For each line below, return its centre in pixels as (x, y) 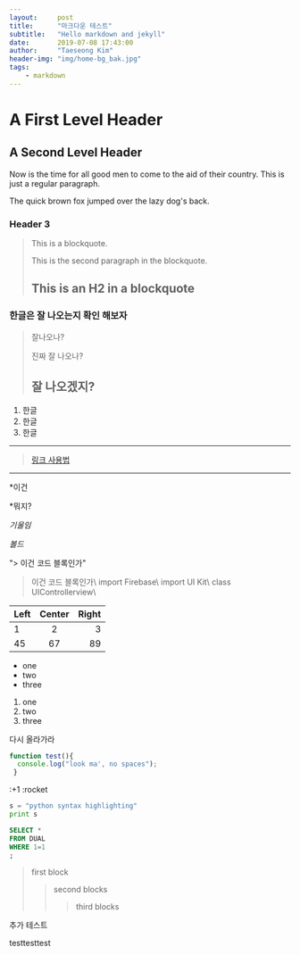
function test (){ (42, 756)
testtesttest (30, 943)
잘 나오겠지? (63, 387)
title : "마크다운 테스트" (61, 26)
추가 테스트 (29, 926)
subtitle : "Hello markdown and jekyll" (87, 34)
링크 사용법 (50, 460)
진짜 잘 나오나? (57, 356)
